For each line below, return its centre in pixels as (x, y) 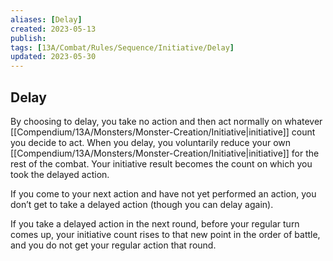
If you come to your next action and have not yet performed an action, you (163, 193)
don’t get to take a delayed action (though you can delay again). (142, 204)
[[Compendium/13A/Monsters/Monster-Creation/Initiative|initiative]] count (163, 132)
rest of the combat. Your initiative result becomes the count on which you (161, 163)
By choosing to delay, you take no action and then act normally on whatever (166, 121)
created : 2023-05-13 (53, 29)
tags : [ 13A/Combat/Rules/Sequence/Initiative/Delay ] (122, 47)
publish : (28, 38)
